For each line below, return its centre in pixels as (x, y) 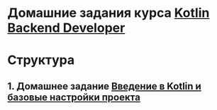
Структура (41, 60)
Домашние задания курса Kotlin (108, 13)
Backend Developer (66, 28)
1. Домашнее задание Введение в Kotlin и (105, 86)
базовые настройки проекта (74, 97)
